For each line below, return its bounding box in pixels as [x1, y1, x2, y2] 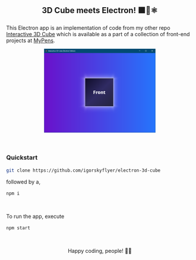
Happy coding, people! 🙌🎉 [68, 248, 132, 255]
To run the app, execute [6, 213, 65, 220]
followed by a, [6, 178, 40, 186]
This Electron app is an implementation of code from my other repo [6, 24, 170, 31]
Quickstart [6, 154, 38, 162]
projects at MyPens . [6, 37, 55, 44]
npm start [6, 225, 31, 231]
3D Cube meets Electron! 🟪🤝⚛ [41, 5, 159, 15]
